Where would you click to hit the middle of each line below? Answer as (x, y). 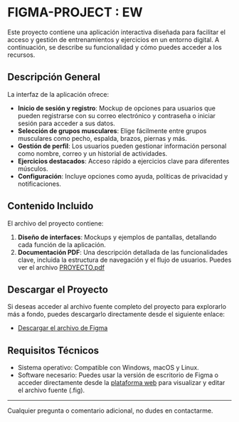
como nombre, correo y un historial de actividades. (92, 153)
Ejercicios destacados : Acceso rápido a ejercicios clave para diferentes (123, 161)
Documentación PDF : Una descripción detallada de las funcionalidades (123, 252)
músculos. (33, 169)
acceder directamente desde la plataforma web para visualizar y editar (121, 383)
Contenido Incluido (51, 206)
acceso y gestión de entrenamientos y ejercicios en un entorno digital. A (113, 39)
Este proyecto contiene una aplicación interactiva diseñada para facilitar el (117, 32)
